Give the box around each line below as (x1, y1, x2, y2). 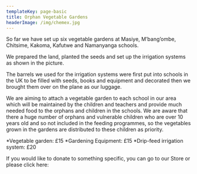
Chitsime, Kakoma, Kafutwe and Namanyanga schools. (6, 42, 139, 49)
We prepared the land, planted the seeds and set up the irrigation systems (6, 53, 186, 61)
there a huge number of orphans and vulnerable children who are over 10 (6, 113, 183, 121)
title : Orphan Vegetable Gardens (6, 14, 88, 20)
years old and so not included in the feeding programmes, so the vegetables (6, 120, 191, 127)
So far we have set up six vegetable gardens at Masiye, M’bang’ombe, (6, 36, 176, 43)
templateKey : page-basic (6, 8, 67, 15)
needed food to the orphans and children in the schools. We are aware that (6, 107, 188, 115)
